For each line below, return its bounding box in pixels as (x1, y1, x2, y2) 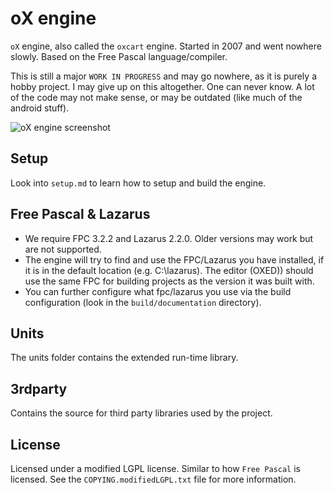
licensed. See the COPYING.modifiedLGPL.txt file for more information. (10, 473, 297, 485)
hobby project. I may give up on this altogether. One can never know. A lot (10, 80, 315, 92)
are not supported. (24, 243, 102, 255)
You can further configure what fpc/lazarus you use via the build (24, 285, 292, 297)
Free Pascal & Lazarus (10, 206, 151, 223)
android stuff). (10, 102, 70, 114)
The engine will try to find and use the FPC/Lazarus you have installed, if (24, 253, 325, 266)
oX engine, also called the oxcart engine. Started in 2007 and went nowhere (10, 40, 322, 52)
